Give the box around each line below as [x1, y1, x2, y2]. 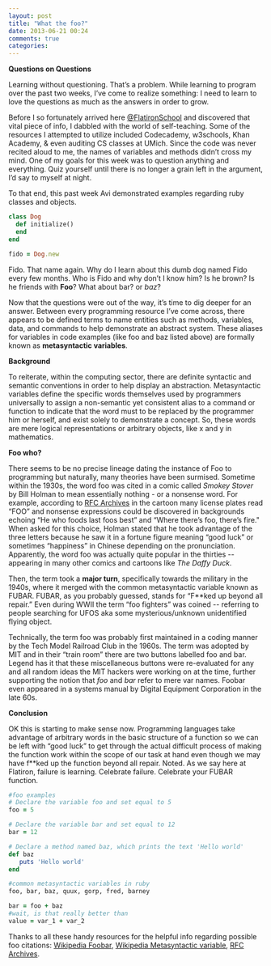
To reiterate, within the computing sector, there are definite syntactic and [8, 371, 252, 381]
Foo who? [8, 447, 42, 457]
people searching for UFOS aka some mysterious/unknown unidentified [8, 608, 247, 617]
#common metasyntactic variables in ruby [8, 879, 150, 888]
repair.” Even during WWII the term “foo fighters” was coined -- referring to [8, 600, 260, 609]
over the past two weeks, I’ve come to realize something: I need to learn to [8, 88, 257, 98]
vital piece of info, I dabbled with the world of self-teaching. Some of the [8, 121, 251, 131]
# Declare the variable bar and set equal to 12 [8, 820, 176, 829]
